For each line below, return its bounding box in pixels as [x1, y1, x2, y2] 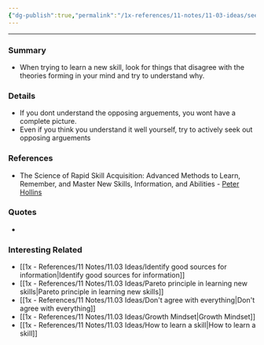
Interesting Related [8, 244, 82, 255]
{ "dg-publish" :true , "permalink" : [8, 11, 118, 20]
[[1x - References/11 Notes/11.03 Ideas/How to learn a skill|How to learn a [19, 321, 256, 330]
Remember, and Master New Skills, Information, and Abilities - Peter [19, 179, 240, 188]
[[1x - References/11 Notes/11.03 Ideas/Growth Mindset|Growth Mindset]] [19, 312, 255, 321]
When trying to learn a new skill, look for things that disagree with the [19, 62, 245, 71]
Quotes [8, 207, 37, 218]
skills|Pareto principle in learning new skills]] [19, 287, 164, 296]
